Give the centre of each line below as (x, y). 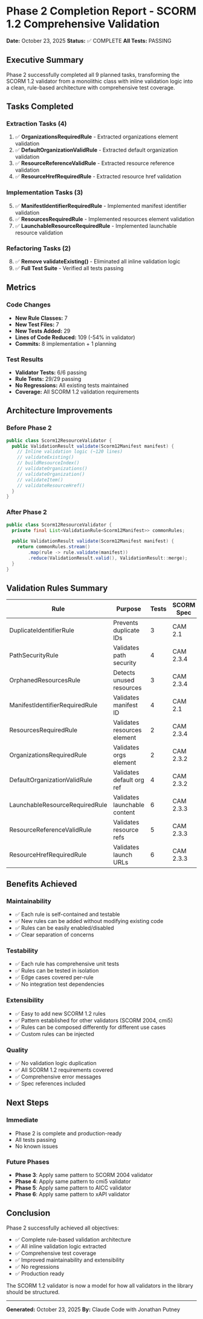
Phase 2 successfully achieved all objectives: (63, 1228)
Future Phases (28, 1162)
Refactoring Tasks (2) (39, 248)
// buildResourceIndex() (48, 463)
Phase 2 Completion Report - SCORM (101, 11)
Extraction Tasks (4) (37, 124)
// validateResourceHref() (51, 485)
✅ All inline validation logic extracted (61, 1246)
